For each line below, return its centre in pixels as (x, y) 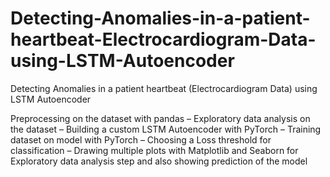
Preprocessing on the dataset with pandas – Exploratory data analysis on (160, 118)
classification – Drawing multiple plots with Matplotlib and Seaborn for (154, 150)
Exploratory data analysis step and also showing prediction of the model (159, 161)
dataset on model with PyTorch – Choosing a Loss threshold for (141, 139)
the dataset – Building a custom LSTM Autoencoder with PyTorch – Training (166, 129)
